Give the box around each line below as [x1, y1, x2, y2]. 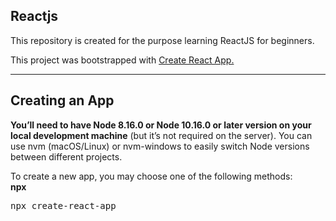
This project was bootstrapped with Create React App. [10, 54, 235, 66]
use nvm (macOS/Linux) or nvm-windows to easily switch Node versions [10, 140, 310, 152]
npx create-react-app [10, 200, 117, 211]
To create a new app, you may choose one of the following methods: [10, 170, 293, 182]
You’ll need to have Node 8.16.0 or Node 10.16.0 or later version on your [10, 119, 312, 131]
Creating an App [10, 92, 115, 109]
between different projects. [10, 150, 123, 163]
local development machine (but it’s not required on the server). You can [10, 129, 313, 141]
